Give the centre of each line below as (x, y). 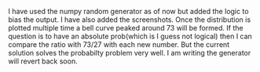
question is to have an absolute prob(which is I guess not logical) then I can (130, 36)
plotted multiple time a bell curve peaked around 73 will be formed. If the (126, 28)
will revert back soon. (43, 61)
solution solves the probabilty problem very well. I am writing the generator (130, 53)
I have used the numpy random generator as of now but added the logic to (128, 11)
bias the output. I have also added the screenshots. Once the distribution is (130, 20)
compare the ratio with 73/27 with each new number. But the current (119, 45)
